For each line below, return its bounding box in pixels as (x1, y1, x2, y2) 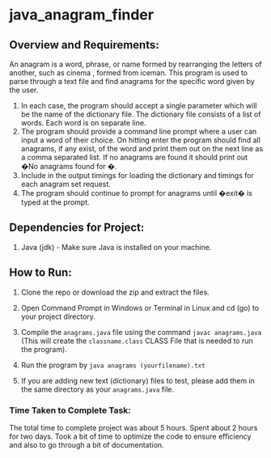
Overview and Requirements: (9, 38, 160, 52)
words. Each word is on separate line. (20, 118, 146, 127)
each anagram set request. (20, 180, 112, 189)
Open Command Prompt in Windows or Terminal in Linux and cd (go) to (20, 303, 260, 312)
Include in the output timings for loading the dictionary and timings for (20, 171, 254, 180)
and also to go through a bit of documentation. (9, 439, 164, 450)
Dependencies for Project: (9, 221, 145, 235)
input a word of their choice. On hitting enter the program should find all (20, 135, 261, 145)
